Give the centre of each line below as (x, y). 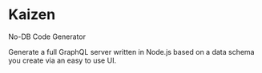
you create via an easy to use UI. (62, 60)
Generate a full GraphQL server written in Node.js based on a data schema (131, 52)
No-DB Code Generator (47, 36)
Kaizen (32, 15)
